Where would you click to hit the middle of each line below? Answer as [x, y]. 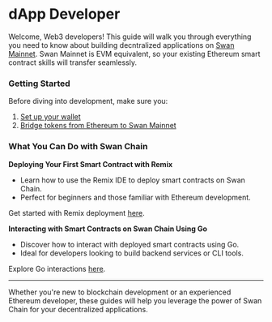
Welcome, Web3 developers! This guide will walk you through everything [130, 36]
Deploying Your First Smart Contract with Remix [91, 164]
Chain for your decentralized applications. [78, 309]
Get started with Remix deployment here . [77, 213]
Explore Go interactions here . [57, 268]
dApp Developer [64, 14]
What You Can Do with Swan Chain [78, 147]
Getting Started [39, 84]
